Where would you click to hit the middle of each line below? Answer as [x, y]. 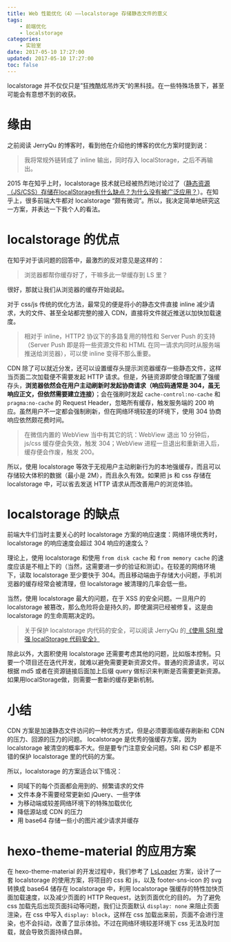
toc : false [23, 65]
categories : [24, 39]
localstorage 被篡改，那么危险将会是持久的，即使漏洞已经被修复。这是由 [110, 607]
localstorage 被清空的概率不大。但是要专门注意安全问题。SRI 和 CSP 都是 [111, 748]
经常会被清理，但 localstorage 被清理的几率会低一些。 [114, 584]
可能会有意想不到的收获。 [43, 94]
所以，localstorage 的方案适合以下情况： [65, 771]
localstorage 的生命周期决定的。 [53, 616]
